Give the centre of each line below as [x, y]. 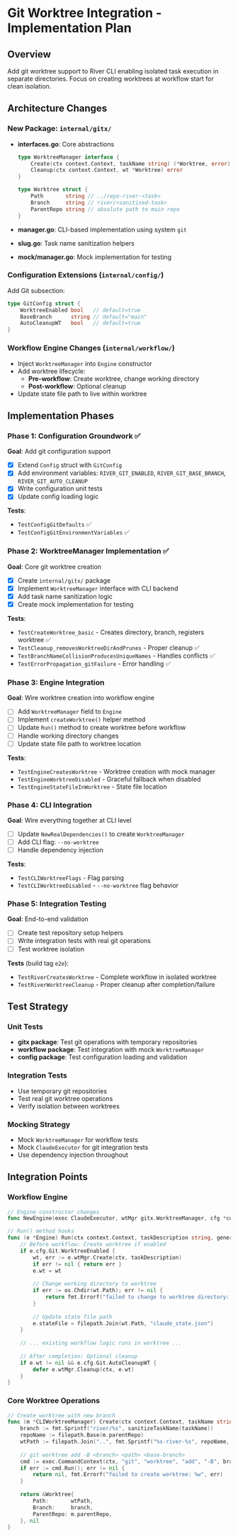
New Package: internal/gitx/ [59, 129]
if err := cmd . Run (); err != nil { [73, 1468]
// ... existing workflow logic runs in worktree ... [101, 1343]
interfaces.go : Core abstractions [66, 144]
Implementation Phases [61, 416]
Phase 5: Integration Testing [57, 904]
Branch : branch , [63, 1507]
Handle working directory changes [68, 736]
